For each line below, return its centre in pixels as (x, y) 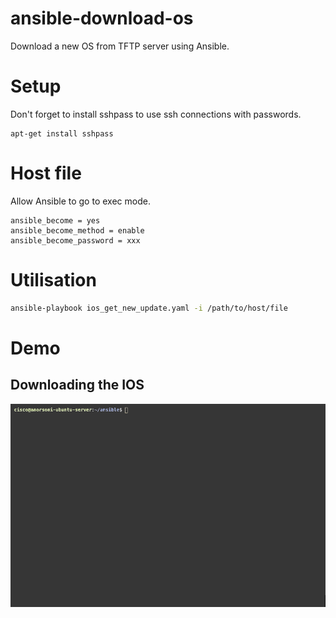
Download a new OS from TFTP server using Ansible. (120, 46)
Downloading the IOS (77, 385)
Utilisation (53, 280)
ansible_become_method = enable (77, 230)
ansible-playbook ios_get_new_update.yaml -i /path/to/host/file (149, 308)
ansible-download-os (102, 18)
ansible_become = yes (55, 220)
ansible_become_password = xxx (75, 240)
